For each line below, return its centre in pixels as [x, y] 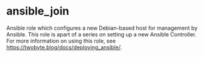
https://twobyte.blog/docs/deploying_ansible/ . [64, 47]
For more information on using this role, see [61, 41]
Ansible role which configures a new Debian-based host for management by [102, 28]
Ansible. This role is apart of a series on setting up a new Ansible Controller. [101, 34]
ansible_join [38, 11]
